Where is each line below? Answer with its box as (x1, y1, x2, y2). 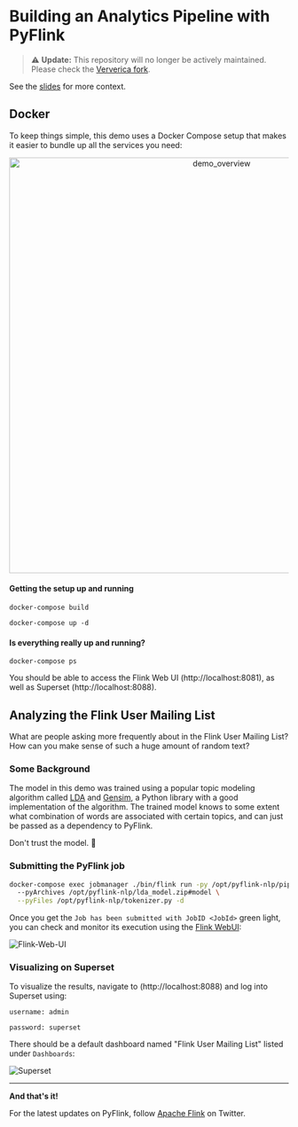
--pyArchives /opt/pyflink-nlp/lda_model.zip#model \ (17, 888, 220, 897)
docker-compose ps (9, 657, 77, 666)
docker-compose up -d (9, 618, 90, 627)
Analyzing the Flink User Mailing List (9, 708, 216, 723)
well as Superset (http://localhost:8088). (9, 682, 157, 693)
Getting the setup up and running (9, 583, 135, 594)
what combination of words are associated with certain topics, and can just (9, 811, 284, 822)
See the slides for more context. (9, 81, 127, 91)
